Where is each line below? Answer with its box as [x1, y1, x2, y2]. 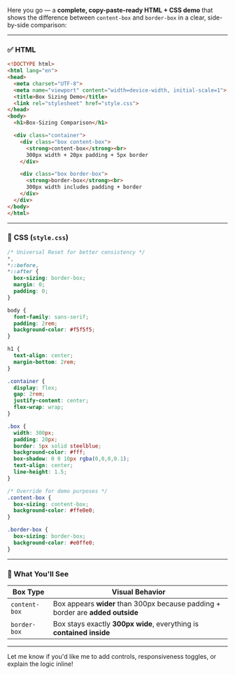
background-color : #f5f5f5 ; [13, 326, 96, 333]
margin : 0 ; [13, 281, 45, 288]
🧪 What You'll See [7, 569, 69, 578]
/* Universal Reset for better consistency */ [7, 249, 145, 256]
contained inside [52, 628, 111, 638]
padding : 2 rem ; [13, 320, 58, 327]
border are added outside [52, 608, 138, 618]
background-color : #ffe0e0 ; [13, 507, 96, 514]
